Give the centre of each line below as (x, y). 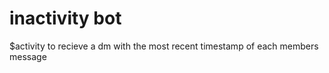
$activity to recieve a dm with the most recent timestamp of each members (164, 46)
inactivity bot (65, 18)
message (28, 56)
